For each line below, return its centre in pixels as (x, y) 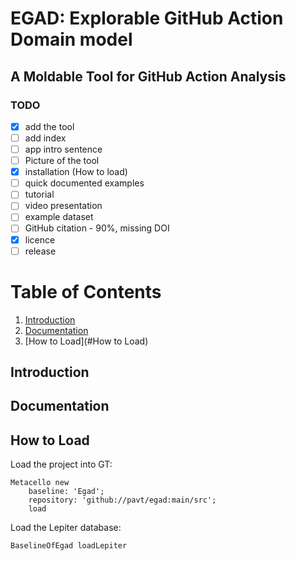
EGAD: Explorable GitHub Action (147, 18)
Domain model (71, 39)
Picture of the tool (62, 161)
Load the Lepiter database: (66, 528)
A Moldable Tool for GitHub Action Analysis (148, 76)
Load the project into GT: (61, 464)
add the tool (49, 126)
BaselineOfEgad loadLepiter (69, 546)
